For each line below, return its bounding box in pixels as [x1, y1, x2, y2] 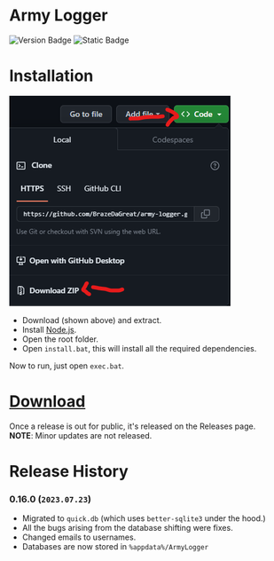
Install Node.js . [21, 324, 77, 335]
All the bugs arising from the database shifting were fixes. [21, 523, 233, 533]
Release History [9, 462, 129, 481]
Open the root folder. [21, 334, 99, 344]
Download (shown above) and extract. [21, 314, 162, 325]
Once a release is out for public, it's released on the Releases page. [9, 421, 256, 431]
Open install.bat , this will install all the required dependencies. [21, 343, 257, 353]
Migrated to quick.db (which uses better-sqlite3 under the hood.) [21, 513, 266, 524]
